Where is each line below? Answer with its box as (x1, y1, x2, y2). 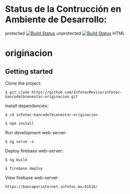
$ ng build (5, 157, 28, 162)
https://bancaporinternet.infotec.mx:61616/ (5, 184, 98, 189)
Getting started (5, 67, 53, 76)
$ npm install (5, 121, 34, 126)
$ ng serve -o (5, 139, 34, 144)
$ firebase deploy (5, 166, 43, 171)
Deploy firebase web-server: (5, 148, 64, 154)
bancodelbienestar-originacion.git (5, 94, 78, 99)
